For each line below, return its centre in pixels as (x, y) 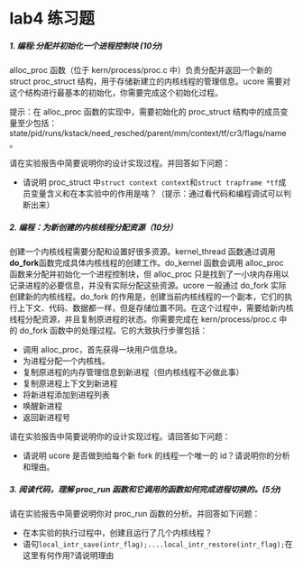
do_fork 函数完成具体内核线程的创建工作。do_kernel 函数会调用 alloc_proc (147, 263)
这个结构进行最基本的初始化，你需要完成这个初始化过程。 (116, 93)
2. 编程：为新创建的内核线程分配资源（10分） (93, 227)
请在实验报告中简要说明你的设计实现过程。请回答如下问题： (120, 436)
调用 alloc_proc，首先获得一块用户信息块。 (102, 350)
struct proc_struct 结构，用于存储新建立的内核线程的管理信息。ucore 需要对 (150, 81)
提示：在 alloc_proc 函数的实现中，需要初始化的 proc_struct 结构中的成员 (145, 112)
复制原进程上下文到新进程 (70, 383)
